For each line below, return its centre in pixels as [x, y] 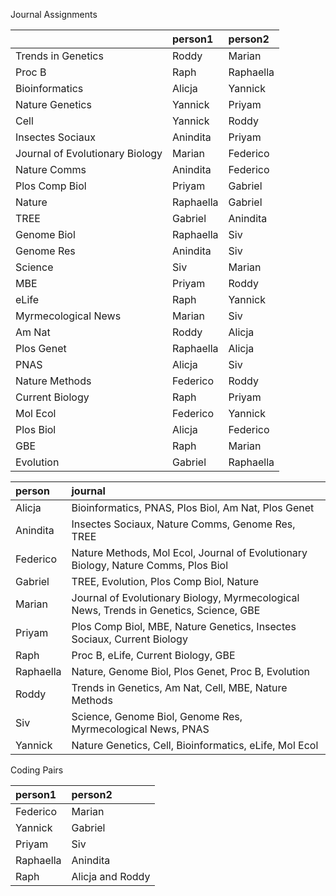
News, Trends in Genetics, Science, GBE [166, 610]
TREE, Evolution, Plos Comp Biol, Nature [165, 581]
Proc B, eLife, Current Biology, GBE [153, 655]
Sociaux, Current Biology [129, 639]
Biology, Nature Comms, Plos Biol [150, 565]
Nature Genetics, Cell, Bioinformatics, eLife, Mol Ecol [195, 745]
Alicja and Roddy [111, 876]
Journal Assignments [54, 14]
